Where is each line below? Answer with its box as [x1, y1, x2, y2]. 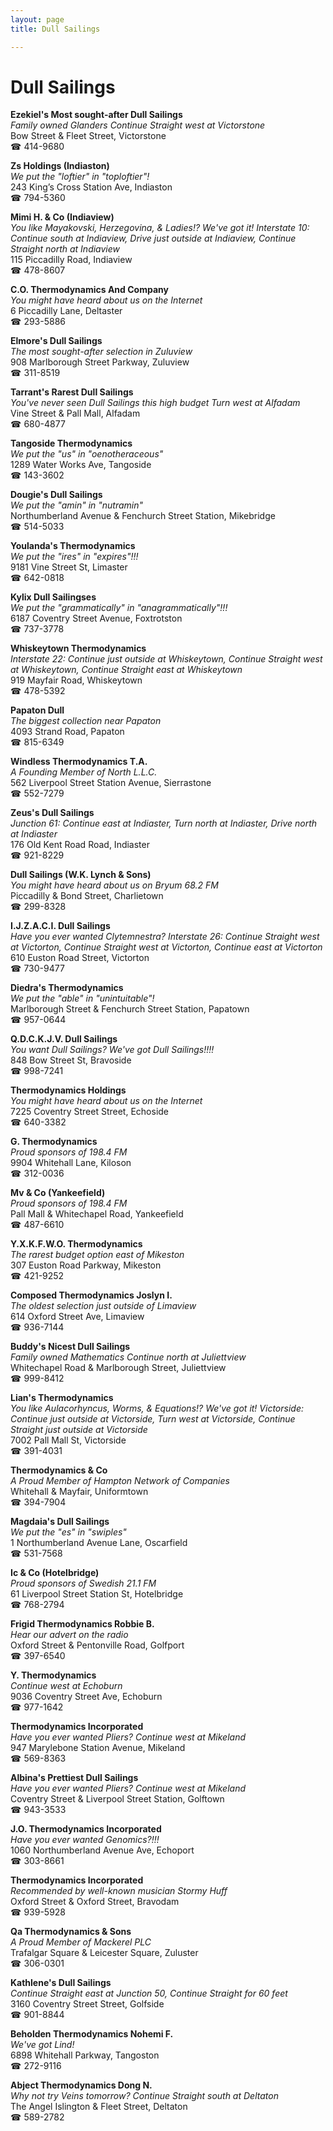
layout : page [10, 14, 65, 25]
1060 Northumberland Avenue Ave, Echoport [10, 1844, 195, 1856]
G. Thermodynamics [10, 1136, 98, 1148]
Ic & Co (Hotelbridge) [10, 1567, 100, 1579]
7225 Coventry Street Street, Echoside [10, 1106, 170, 1118]
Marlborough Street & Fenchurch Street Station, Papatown [10, 1003, 250, 1015]
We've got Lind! [10, 2039, 75, 2051]
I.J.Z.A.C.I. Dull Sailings [10, 920, 111, 932]
